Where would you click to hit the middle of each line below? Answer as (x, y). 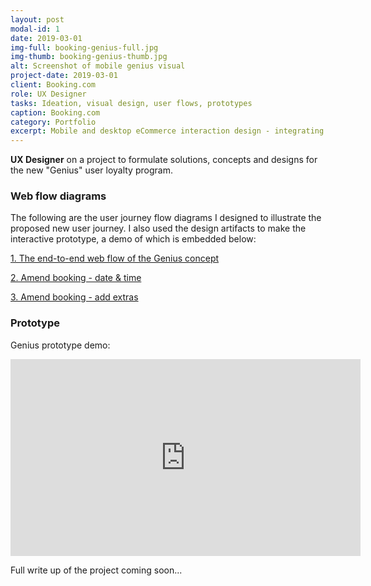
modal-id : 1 (35, 29)
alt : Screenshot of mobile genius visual (98, 66)
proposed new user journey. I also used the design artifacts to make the (158, 228)
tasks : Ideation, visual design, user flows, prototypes (131, 103)
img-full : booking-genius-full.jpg (84, 47)
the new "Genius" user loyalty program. (91, 170)
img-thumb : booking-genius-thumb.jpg (89, 57)
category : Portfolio (53, 122)
